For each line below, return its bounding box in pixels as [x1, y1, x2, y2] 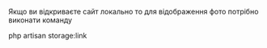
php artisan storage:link [8, 31, 87, 40]
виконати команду [8, 15, 73, 25]
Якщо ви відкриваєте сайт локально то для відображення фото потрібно [8, 7, 259, 16]
